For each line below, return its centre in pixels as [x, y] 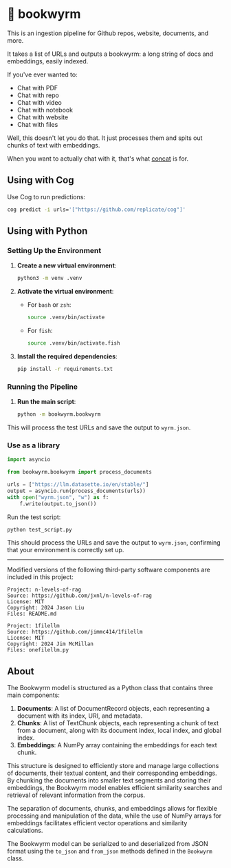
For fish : [40, 331]
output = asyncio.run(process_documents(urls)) [77, 491]
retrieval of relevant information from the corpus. [76, 795]
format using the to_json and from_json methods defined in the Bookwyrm [110, 851]
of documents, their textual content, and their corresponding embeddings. [112, 773]
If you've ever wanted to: [42, 74]
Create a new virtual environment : [67, 265]
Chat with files [37, 124]
